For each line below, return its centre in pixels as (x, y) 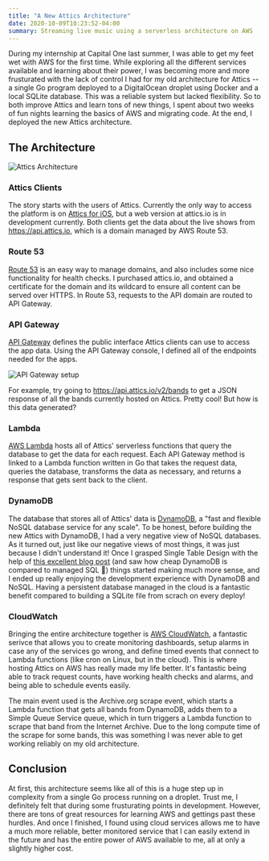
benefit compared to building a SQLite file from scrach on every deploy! (127, 595)
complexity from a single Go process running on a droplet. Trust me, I (123, 797)
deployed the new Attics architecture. (70, 122)
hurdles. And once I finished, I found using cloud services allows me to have (134, 822)
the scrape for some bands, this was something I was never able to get (126, 735)
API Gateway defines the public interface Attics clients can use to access (129, 342)
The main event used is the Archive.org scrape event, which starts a (121, 701)
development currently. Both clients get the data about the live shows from (132, 222)
